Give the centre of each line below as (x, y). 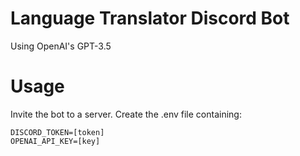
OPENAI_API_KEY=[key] (55, 141)
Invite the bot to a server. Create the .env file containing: (126, 114)
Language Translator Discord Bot (150, 18)
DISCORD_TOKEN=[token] (57, 132)
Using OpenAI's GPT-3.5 (61, 46)
